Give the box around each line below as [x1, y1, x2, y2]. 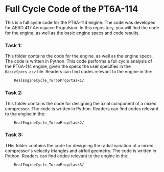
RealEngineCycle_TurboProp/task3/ [14, 162, 84, 167]
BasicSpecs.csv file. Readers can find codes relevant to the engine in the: [5, 69, 153, 75]
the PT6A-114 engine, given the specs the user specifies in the [5, 63, 131, 69]
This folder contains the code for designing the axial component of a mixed [5, 100, 157, 106]
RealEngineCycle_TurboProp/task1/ [14, 78, 84, 83]
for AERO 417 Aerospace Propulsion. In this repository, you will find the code [5, 24, 160, 30]
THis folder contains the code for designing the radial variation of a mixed [5, 142, 154, 148]
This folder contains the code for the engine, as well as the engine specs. [5, 53, 153, 59]
